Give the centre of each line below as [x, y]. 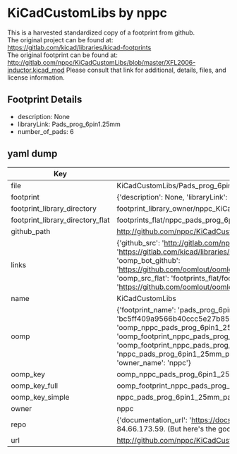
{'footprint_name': [146, 309]
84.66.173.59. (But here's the [166, 429]
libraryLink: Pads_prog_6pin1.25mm [69, 124]
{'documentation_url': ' [154, 419]
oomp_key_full [35, 386]
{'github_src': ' [140, 243]
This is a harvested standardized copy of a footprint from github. [101, 32]
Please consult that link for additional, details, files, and [146, 70]
